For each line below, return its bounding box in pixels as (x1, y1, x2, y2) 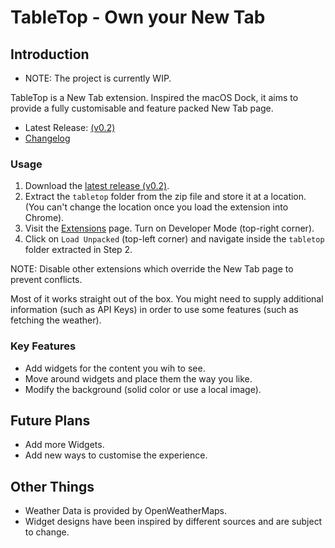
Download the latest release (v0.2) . (24, 180, 170, 192)
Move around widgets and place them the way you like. (24, 372, 253, 385)
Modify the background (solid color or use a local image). (24, 383, 262, 395)
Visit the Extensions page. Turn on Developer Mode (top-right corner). (24, 222, 315, 235)
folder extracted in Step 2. (24, 244, 133, 256)
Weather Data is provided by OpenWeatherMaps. (24, 505, 227, 517)
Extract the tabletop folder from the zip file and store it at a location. (24, 191, 307, 203)
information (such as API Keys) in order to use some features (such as (10, 304, 299, 316)
